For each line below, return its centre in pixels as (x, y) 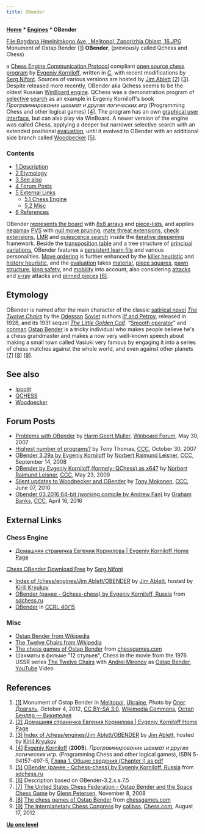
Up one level (22, 825)
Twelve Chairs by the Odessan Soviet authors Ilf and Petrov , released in (96, 316)
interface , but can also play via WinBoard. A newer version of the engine (97, 118)
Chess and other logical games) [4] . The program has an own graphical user (103, 111)
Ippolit (23, 389)
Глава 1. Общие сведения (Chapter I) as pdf (107, 761)
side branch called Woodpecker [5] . (51, 137)
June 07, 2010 (33, 488)
